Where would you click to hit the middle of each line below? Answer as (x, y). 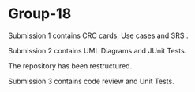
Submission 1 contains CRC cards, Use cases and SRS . (98, 35)
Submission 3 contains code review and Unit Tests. (92, 81)
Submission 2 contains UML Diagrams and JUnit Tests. (97, 50)
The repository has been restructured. (70, 66)
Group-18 (40, 14)
